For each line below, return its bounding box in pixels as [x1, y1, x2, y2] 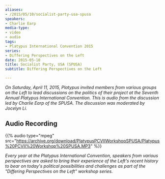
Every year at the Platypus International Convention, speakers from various [5, 152, 159, 158]
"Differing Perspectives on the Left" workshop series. [5, 168, 113, 174]
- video [5, 30, 21, 35]
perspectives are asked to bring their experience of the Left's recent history [5, 158, 159, 164]
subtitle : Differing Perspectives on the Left [5, 67, 102, 72]
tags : [5, 39, 16, 44]
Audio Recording [5, 119, 58, 128]
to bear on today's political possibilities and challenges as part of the [5, 163, 146, 169]
